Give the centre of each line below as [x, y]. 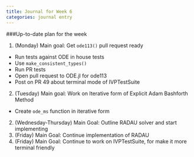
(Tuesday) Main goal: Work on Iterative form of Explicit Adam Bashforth [101, 93]
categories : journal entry [39, 17]
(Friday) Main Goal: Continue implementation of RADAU [82, 135]
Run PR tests [30, 69]
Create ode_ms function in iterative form [62, 111]
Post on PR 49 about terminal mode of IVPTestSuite [77, 82]
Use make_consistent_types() [51, 63]
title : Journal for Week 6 [39, 12]
